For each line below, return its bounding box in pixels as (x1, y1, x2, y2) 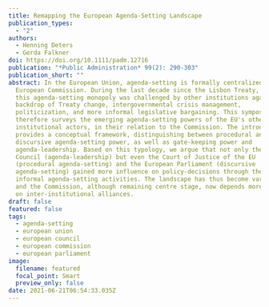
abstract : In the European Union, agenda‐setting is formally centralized (8, 78, 263, 86)
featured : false (8, 205, 62, 213)
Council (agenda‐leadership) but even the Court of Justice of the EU (15, 153, 256, 161)
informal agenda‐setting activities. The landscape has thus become (15, 175, 249, 184)
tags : (8, 213, 26, 221)
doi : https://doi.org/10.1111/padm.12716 (8, 57, 149, 65)
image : (8, 257, 30, 265)
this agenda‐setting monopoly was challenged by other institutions (15, 94, 249, 102)
